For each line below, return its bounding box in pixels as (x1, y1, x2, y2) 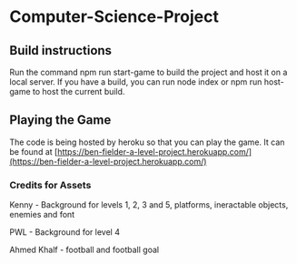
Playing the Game (9, 112, 112, 128)
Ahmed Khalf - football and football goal (9, 244, 160, 256)
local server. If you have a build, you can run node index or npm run (9, 76, 262, 87)
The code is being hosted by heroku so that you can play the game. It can (9, 137, 285, 147)
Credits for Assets (9, 178, 92, 191)
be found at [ (9, 146, 58, 157)
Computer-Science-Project (9, 6, 220, 27)
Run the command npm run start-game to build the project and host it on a (9, 66, 288, 77)
